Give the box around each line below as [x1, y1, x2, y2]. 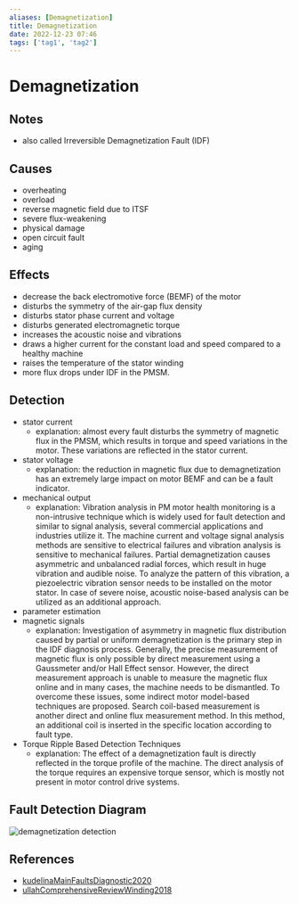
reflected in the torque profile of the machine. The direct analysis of [35, 757, 284, 768]
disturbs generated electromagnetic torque [21, 319, 181, 330]
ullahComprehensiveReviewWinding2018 [21, 884, 173, 896]
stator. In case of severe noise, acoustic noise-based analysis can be [35, 587, 289, 597]
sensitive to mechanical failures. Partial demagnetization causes [35, 549, 271, 560]
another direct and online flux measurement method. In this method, [35, 710, 286, 720]
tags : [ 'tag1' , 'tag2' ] [9, 37, 98, 47]
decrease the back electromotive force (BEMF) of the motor [21, 291, 242, 301]
